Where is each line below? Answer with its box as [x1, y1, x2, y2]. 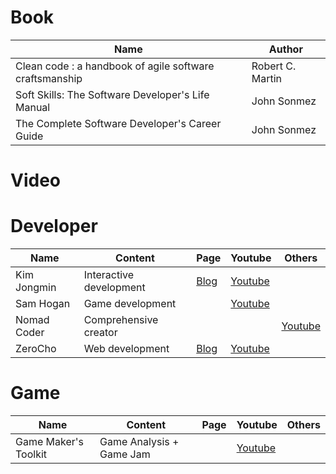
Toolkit [15, 447, 48, 461]
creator [83, 326, 118, 340]
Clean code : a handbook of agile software [15, 59, 215, 73]
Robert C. [251, 59, 297, 73]
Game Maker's [15, 435, 85, 448]
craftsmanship [15, 71, 83, 85]
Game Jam [99, 447, 151, 461]
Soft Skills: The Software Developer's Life [15, 87, 210, 101]
